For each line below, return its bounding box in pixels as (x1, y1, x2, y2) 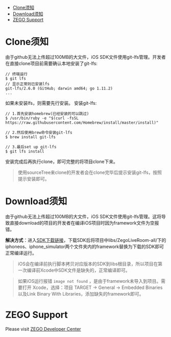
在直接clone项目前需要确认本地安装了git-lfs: (5, 60, 98, 66)
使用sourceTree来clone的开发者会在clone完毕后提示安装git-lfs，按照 (17, 169, 162, 175)
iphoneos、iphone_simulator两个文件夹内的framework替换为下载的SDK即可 (5, 243, 164, 250)
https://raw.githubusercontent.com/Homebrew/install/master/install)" (5, 120, 159, 125)
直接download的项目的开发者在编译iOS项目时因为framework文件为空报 (9, 219, 159, 226)
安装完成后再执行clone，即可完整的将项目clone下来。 (5, 158, 118, 165)
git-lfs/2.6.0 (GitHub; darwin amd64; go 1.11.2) (5, 86, 113, 91)
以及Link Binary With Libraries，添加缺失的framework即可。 (17, 290, 144, 297)
